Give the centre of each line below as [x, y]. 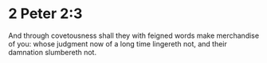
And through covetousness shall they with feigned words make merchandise [134, 35]
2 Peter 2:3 [45, 14]
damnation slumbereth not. [53, 52]
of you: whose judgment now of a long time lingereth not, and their [118, 43]
